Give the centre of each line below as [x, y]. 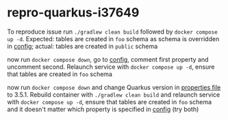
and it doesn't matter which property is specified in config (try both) [103, 109]
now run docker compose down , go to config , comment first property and [108, 59]
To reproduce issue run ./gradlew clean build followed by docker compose [112, 32]
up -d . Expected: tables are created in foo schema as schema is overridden [113, 38]
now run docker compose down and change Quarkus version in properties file [114, 87]
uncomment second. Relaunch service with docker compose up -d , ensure [111, 67]
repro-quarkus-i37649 [73, 13]
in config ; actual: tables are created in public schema [83, 46]
